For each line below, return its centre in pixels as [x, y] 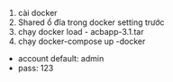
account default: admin [61, 58]
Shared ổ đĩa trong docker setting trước [91, 22]
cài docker [37, 13]
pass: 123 [36, 68]
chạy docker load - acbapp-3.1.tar [81, 32]
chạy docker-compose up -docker [82, 41]
